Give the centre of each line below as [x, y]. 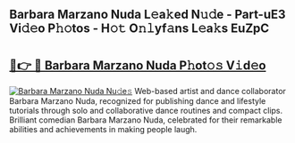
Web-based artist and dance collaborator [210, 91]
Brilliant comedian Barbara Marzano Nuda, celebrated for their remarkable [146, 120]
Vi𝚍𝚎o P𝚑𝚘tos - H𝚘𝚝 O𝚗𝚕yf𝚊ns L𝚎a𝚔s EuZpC [139, 29]
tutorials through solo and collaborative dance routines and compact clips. [146, 111]
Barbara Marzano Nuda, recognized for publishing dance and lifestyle [138, 101]
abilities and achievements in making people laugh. [103, 129]
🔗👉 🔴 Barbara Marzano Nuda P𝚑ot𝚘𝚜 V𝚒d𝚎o [138, 65]
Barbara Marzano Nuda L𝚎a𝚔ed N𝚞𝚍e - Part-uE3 [147, 15]
